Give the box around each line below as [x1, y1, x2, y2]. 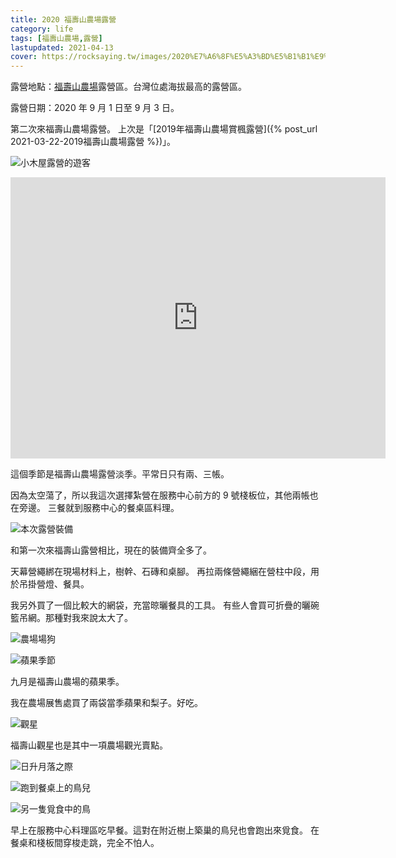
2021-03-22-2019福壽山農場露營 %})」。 [10, 136, 177, 148]
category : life [10, 24, 74, 34]
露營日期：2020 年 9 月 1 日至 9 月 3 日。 [10, 102, 180, 114]
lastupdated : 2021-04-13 [10, 42, 114, 53]
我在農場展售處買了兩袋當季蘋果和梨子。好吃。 [10, 697, 203, 709]
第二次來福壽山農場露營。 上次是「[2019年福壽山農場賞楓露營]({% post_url [10, 123, 318, 135]
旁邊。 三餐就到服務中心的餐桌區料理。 [18, 502, 180, 514]
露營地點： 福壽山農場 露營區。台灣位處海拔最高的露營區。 [10, 81, 247, 93]
